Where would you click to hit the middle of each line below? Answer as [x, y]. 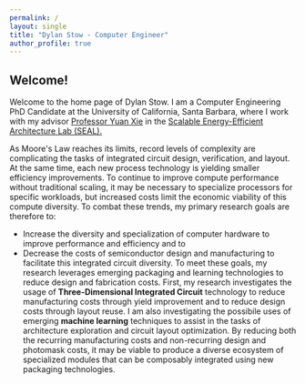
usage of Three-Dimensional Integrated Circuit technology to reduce [154, 292]
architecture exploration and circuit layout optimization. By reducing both [159, 331]
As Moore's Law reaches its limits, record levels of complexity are [133, 149]
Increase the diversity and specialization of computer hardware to [146, 234]
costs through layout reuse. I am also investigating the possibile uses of [157, 311]
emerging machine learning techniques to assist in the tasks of [142, 321]
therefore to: [33, 217]
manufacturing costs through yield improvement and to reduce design [154, 302]
